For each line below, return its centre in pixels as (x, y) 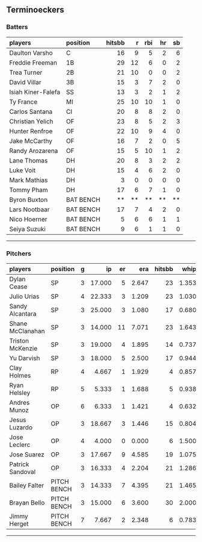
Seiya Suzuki (28, 229)
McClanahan (27, 331)
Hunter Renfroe (31, 131)
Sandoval (23, 472)
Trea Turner (26, 72)
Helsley (20, 393)
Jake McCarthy (31, 141)
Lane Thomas (29, 160)
